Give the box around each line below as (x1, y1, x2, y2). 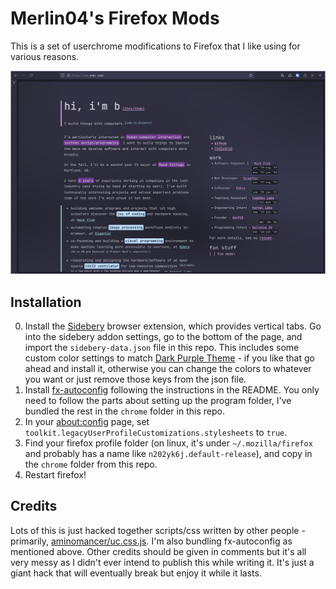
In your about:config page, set (24, 416, 150, 428)
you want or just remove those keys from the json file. (24, 373, 247, 386)
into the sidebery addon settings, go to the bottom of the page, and (24, 331, 303, 343)
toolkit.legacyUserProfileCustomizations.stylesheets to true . (24, 427, 288, 439)
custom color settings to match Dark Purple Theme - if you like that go (24, 352, 315, 364)
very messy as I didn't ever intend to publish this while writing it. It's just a (10, 556, 315, 568)
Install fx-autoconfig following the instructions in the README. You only (24, 384, 320, 396)
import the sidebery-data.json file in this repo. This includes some (24, 342, 300, 354)
